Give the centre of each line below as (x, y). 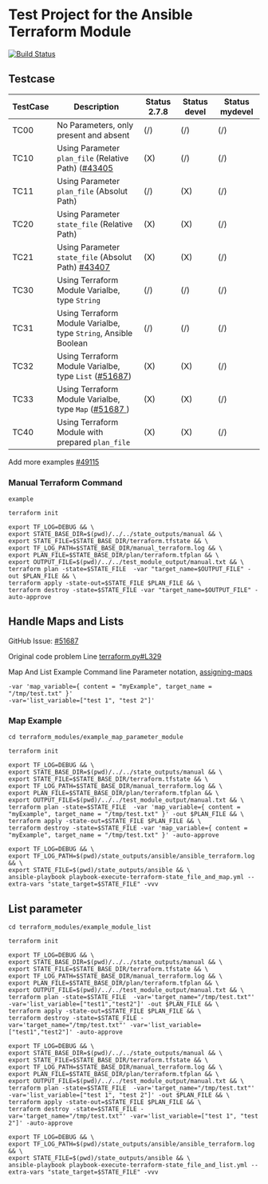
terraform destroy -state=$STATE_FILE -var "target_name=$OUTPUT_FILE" (130, 590)
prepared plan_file (94, 442)
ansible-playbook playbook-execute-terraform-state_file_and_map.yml (126, 878)
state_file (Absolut (95, 257)
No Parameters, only (95, 125)
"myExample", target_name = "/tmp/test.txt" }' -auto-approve (114, 835)
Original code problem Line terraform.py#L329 (85, 656)
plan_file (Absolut (93, 191)
